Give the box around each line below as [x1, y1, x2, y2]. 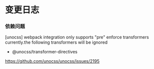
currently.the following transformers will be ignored [5, 39, 108, 45]
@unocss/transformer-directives [12, 49, 78, 55]
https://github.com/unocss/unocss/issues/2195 [5, 58, 100, 64]
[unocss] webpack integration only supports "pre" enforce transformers [5, 34, 149, 40]
